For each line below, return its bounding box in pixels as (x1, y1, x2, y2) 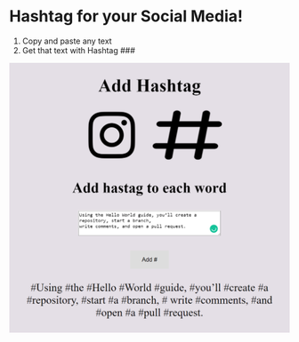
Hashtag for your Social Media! (9, 6, 243, 27)
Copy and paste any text (21, 36, 113, 46)
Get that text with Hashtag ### (21, 44, 136, 55)
